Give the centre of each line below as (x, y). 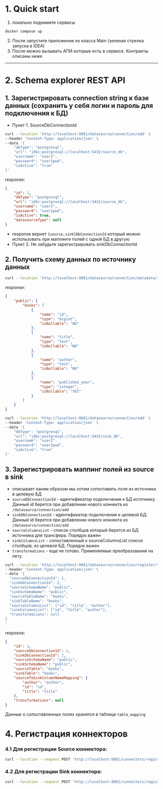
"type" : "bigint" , (58, 319)
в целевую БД (27, 494)
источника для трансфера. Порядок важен (56, 535)
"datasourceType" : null (38, 220)
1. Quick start (32, 9)
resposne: (15, 632)
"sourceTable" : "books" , (39, 669)
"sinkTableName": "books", (37, 601)
